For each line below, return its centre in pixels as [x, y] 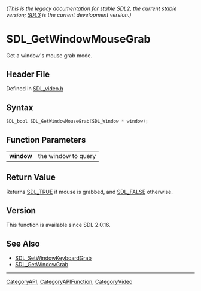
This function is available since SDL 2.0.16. [58, 225]
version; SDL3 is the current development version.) [69, 14]
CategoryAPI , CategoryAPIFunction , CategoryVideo [69, 282]
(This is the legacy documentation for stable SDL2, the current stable [92, 8]
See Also [23, 243]
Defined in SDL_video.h [35, 89]
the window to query [67, 156]
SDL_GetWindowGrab [42, 265]
